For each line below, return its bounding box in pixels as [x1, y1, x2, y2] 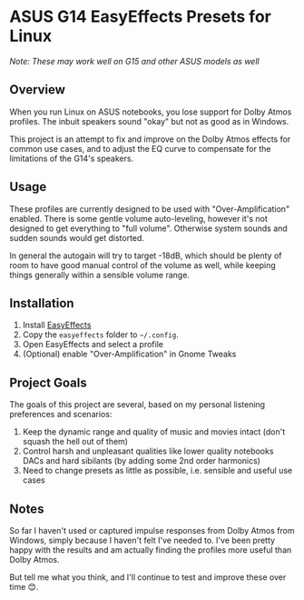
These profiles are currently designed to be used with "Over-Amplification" [9, 203, 290, 215]
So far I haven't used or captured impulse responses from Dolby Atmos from [9, 525, 295, 535]
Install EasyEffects [22, 320, 92, 331]
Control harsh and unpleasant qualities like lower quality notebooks [22, 445, 274, 456]
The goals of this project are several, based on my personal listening [9, 399, 266, 410]
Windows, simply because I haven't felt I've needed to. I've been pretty [9, 535, 275, 545]
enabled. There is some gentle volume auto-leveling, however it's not [9, 213, 268, 224]
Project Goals [9, 375, 88, 390]
